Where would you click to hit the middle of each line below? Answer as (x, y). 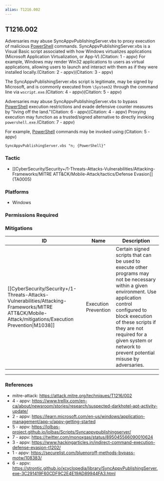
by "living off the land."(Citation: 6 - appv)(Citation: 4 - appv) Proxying (76, 112)
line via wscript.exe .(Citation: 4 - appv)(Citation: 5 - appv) (63, 92)
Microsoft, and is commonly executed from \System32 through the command (82, 87)
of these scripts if (136, 322)
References (19, 385)
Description (136, 241)
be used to (128, 261)
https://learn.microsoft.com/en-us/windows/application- (88, 416)
